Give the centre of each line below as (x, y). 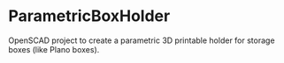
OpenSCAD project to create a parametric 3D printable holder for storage (142, 40)
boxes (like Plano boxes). (54, 49)
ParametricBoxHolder (89, 16)
